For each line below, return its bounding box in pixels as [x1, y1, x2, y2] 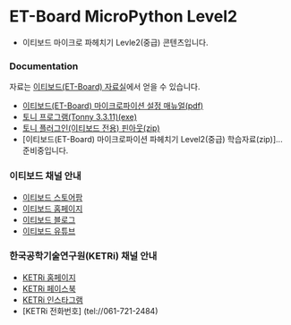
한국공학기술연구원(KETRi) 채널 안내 [9, 250, 158, 262]
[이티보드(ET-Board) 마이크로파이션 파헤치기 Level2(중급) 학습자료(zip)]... [21, 134, 284, 145]
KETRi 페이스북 [21, 283, 76, 294]
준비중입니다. [21, 145, 69, 156]
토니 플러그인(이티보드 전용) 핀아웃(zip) [21, 123, 160, 133]
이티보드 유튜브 [21, 226, 76, 236]
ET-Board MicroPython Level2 [9, 6, 238, 27]
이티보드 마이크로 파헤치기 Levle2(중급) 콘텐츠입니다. [21, 37, 209, 47]
